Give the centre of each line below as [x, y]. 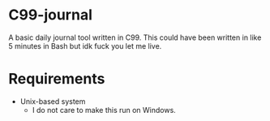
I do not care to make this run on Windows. [104, 110]
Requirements [57, 79]
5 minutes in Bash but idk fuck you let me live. [85, 45]
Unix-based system [53, 101]
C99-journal [51, 15]
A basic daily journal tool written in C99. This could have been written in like [135, 37]
